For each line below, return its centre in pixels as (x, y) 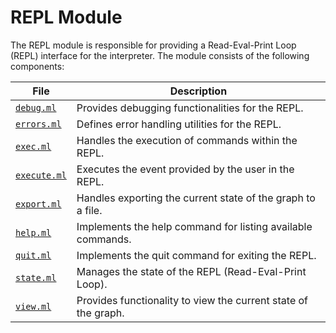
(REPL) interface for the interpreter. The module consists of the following (160, 55)
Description (198, 91)
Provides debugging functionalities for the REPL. (190, 108)
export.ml (38, 204)
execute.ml (41, 175)
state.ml (36, 277)
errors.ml (38, 124)
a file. (89, 210)
